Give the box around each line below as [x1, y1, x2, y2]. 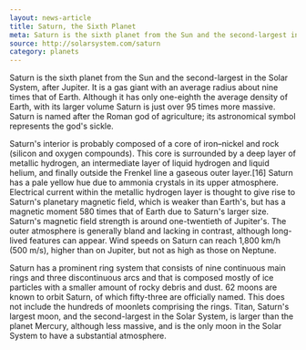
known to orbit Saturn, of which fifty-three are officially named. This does [9, 292, 285, 303]
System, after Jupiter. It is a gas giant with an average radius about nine [9, 82, 279, 93]
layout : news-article [9, 13, 92, 23]
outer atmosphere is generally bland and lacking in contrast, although [9, 225, 270, 237]
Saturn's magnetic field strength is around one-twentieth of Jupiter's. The [9, 216, 287, 227]
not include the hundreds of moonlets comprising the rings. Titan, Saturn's [9, 302, 290, 313]
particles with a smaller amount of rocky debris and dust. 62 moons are [9, 282, 278, 293]
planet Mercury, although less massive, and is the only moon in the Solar [9, 321, 282, 332]
